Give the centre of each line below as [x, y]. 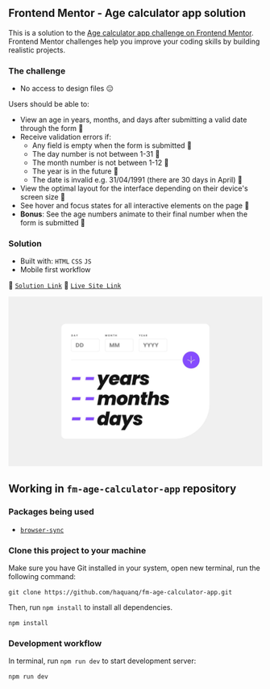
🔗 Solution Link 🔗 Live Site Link [65, 285]
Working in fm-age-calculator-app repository [123, 489]
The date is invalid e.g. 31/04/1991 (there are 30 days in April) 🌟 [137, 180]
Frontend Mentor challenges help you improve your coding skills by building [134, 41]
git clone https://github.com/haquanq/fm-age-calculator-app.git [120, 593]
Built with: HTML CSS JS [56, 261]
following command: [42, 577]
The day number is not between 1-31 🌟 [96, 154]
